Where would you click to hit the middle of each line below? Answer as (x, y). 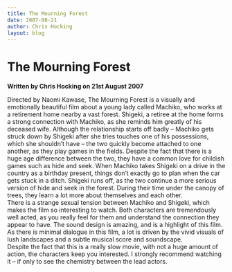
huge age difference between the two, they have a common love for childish (116, 158)
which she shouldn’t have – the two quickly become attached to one (104, 144)
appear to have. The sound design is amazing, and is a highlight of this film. (115, 225)
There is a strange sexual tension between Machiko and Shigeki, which (108, 203)
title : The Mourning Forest (48, 13)
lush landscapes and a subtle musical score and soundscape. (95, 239)
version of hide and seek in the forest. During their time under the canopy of (116, 188)
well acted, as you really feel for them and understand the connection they (113, 217)
